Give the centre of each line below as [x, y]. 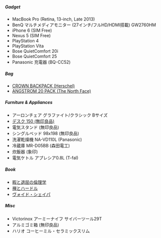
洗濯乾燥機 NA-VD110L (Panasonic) [47, 139]
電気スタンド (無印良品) [35, 127]
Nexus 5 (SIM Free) [31, 35]
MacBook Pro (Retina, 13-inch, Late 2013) [54, 19]
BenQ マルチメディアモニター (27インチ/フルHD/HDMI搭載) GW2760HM [84, 25]
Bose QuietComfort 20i [35, 51]
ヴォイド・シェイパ [31, 194]
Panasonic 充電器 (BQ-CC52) [41, 62]
